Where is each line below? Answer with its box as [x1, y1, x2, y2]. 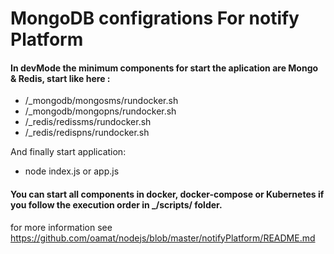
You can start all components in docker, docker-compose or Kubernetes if [10, 188, 325, 200]
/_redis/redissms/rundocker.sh [24, 116, 152, 128]
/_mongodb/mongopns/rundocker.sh [24, 105, 177, 117]
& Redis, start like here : [10, 72, 111, 84]
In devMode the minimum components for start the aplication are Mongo [10, 62, 319, 74]
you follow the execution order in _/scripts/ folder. [10, 198, 223, 211]
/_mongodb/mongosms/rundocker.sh [24, 95, 179, 107]
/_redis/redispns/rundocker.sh [24, 127, 150, 139]
